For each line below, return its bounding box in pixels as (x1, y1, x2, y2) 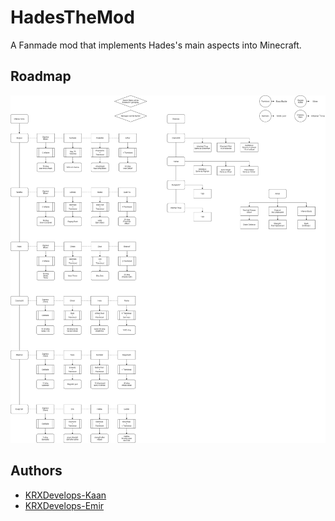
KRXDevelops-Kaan (24, 489, 107, 501)
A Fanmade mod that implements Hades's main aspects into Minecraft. (10, 39, 302, 51)
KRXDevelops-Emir (24, 499, 105, 511)
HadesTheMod (10, 6, 135, 29)
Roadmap (10, 68, 72, 85)
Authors (10, 462, 63, 480)
